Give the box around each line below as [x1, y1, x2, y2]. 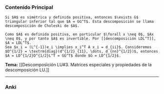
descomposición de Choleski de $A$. [5, 23, 80, 28]
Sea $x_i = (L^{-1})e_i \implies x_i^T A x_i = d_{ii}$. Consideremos [5, 45, 152, 50]
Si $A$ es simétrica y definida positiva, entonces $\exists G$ [5, 15, 139, 20]
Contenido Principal [5, 4, 54, 11]
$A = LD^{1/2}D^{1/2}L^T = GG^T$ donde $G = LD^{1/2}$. [5, 53, 121, 58]
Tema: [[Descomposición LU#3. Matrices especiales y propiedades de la [5, 62, 152, 68]
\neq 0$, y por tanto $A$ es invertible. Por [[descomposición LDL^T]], [5, 36, 156, 41]
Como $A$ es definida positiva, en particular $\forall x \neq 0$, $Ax [5, 32, 154, 37]
